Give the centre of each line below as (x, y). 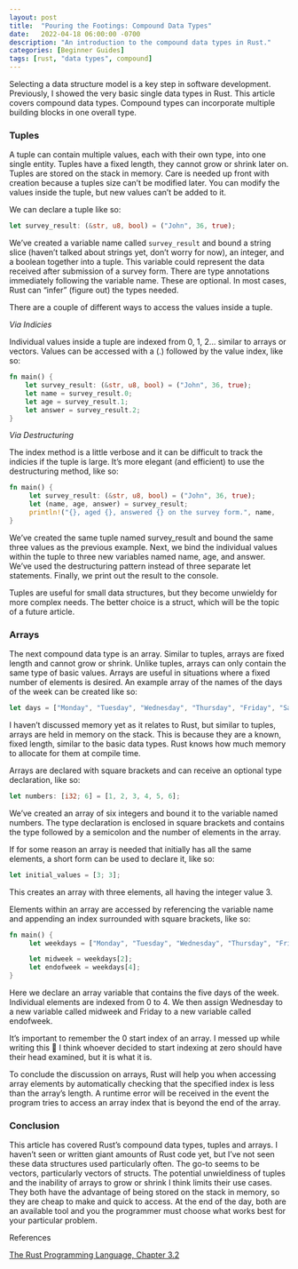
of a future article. (42, 611)
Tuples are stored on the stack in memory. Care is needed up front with (139, 173)
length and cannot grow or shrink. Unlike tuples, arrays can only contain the (148, 664)
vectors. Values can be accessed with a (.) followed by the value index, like (146, 351)
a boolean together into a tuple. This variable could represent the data (137, 262)
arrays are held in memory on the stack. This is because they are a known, (145, 734)
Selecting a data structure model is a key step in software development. (140, 84)
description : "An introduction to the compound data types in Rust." (141, 42)
